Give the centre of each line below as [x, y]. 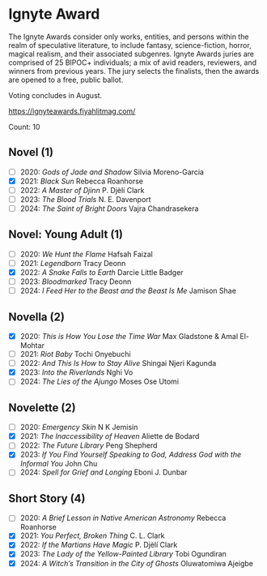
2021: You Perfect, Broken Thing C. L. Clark [92, 535]
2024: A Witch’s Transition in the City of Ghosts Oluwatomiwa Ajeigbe [136, 563]
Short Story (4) [47, 499]
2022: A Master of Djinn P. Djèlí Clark [82, 190]
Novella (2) [36, 317]
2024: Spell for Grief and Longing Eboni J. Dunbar [104, 472]
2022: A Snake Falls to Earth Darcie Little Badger [102, 272]
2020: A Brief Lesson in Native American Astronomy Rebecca [123, 518]
